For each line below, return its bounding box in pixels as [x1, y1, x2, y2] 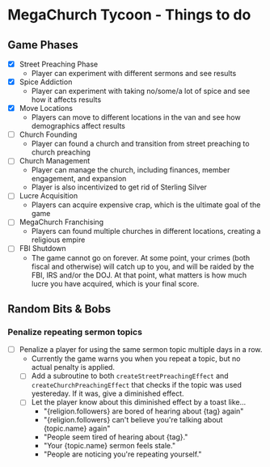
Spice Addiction [19, 77, 73, 87]
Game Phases [7, 38, 78, 52]
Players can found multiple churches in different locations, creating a [31, 227, 261, 236]
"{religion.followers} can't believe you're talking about [43, 415, 223, 425]
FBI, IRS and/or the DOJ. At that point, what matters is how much [31, 270, 247, 280]
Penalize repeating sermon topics [7, 326, 143, 338]
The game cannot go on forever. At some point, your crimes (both [31, 253, 251, 262]
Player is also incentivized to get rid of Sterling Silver [31, 182, 208, 192]
